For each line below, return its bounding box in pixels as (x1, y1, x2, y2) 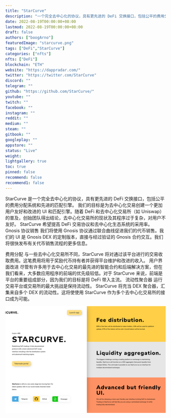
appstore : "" (5, 143, 33, 148)
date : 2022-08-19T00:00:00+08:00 (5, 19, 76, 24)
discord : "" (5, 78, 31, 84)
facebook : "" (5, 105, 33, 110)
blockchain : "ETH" (5, 62, 44, 67)
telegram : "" (5, 84, 33, 89)
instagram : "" (5, 110, 36, 116)
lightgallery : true (5, 159, 47, 164)
